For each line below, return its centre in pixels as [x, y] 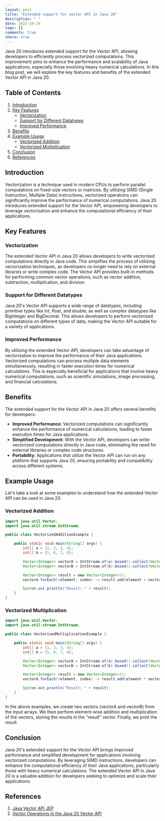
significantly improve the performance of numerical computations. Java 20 [81, 200]
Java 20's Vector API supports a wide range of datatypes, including [73, 306]
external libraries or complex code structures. [58, 450]
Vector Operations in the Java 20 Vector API [57, 814]
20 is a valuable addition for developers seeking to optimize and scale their [81, 776]
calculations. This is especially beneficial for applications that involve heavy [82, 371]
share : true [17, 37]
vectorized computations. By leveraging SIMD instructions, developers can [81, 760]
